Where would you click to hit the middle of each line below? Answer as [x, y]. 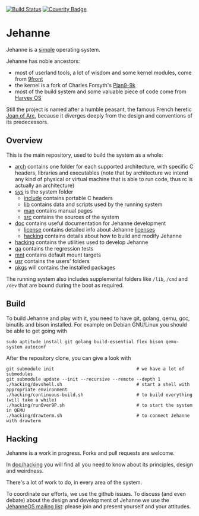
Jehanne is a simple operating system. [53, 49]
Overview [25, 140]
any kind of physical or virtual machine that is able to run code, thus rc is [104, 179]
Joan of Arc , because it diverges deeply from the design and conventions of [99, 115]
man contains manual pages [58, 210]
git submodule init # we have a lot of [95, 369]
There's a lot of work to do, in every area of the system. [74, 482]
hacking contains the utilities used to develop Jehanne [81, 242]
